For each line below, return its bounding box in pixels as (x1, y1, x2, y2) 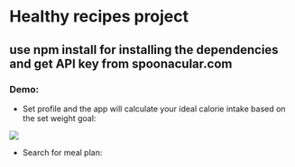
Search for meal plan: (22, 146, 103, 158)
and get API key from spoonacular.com (9, 56, 233, 71)
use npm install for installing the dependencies (9, 42, 279, 57)
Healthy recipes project (9, 6, 189, 27)
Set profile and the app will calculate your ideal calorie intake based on (22, 103, 286, 114)
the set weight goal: (22, 112, 97, 123)
